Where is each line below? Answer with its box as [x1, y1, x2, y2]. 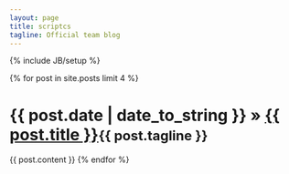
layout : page [9, 13, 59, 23]
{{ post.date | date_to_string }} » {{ [9, 105, 281, 126]
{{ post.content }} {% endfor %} [9, 154, 130, 165]
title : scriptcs [9, 22, 71, 31]
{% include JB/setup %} [9, 56, 101, 67]
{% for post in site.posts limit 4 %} [9, 73, 139, 84]
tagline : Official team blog [9, 30, 121, 39]
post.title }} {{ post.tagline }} [9, 124, 209, 145]
